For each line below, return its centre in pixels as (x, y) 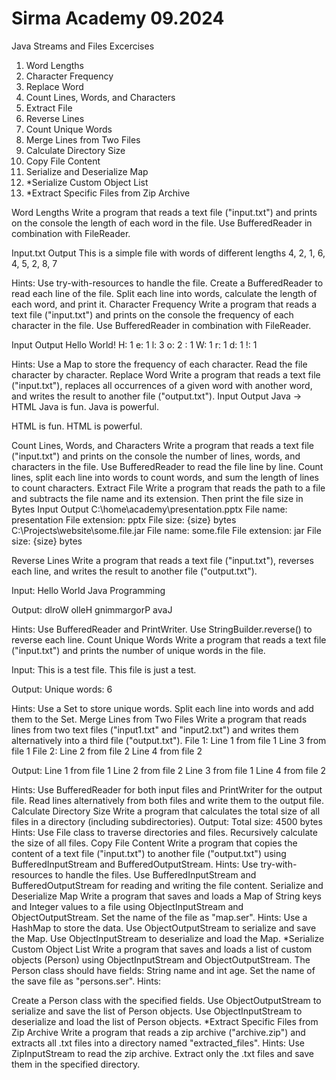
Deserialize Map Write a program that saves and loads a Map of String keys (166, 896)
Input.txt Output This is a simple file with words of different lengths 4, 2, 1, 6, (168, 253)
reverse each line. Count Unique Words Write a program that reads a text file (169, 639)
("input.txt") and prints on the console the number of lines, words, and (156, 456)
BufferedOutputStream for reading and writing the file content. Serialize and (167, 885)
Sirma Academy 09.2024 (118, 18)
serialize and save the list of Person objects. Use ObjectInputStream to (157, 1011)
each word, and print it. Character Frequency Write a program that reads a (164, 304)
